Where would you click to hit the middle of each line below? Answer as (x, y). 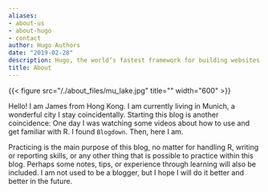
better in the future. (41, 181)
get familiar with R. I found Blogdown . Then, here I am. (96, 131)
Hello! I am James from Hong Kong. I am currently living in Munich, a (122, 106)
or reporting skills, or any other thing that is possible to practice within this (131, 155)
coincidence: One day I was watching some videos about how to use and (129, 123)
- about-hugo (30, 30)
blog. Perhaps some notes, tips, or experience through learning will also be (132, 164)
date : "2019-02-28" (41, 53)
